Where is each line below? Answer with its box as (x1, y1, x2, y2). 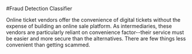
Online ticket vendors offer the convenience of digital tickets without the (6, 16, 181, 23)
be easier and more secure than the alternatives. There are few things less (6, 35, 186, 42)
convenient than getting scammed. (6, 41, 90, 48)
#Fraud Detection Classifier (6, 5, 72, 12)
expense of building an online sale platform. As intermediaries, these (6, 23, 172, 29)
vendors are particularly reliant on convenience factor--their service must (6, 29, 184, 36)
